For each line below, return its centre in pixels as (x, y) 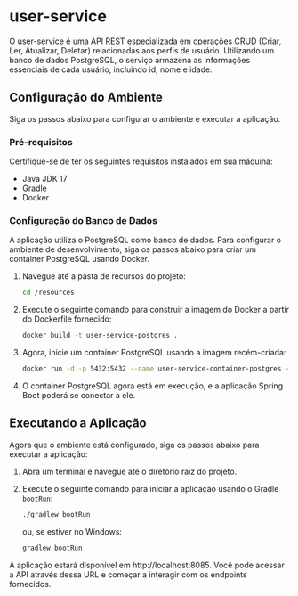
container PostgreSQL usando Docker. (79, 259)
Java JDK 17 (45, 179)
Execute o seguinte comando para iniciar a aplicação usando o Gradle (150, 488)
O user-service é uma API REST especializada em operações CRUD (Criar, (145, 41)
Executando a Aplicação (78, 424)
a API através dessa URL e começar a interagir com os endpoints (128, 574)
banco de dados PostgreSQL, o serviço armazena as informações (130, 60)
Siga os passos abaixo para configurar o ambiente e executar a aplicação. (145, 118)
